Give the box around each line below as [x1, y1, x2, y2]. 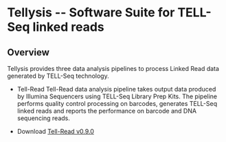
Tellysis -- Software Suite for [7, 5, 175, 20]
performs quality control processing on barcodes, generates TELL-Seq [16, 100, 218, 107]
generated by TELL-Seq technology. [7, 72, 109, 80]
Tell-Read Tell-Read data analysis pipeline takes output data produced [16, 85, 216, 93]
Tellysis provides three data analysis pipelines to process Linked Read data [7, 65, 220, 72]
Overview [7, 46, 50, 58]
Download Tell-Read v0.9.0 [16, 128, 94, 135]
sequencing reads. [16, 114, 71, 122]
